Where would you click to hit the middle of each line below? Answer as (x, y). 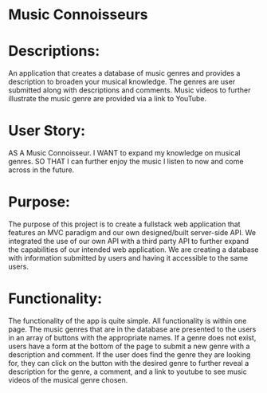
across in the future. (41, 170)
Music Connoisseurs (78, 15)
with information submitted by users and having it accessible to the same (128, 258)
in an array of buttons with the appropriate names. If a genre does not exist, (132, 337)
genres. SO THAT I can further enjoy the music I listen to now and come (126, 162)
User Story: (47, 131)
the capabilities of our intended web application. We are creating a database (133, 250)
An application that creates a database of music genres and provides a (124, 73)
